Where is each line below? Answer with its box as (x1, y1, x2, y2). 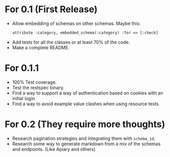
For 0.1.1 (5, 62, 39, 74)
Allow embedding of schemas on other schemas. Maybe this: (12, 20, 141, 26)
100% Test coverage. (12, 79, 57, 85)
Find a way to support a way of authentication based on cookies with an (12, 90, 163, 96)
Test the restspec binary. (12, 84, 65, 90)
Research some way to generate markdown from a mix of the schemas (12, 141, 161, 147)
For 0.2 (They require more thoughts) (5, 118, 165, 130)
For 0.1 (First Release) (5, 4, 98, 15)
